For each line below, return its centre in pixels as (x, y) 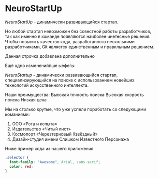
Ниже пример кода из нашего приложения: (50, 148)
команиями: (17, 114)
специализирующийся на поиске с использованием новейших (70, 80)
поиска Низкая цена (26, 99)
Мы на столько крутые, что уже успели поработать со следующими (76, 109)
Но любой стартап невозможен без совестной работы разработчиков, (78, 31)
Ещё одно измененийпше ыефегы (40, 65)
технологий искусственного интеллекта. (47, 85)
